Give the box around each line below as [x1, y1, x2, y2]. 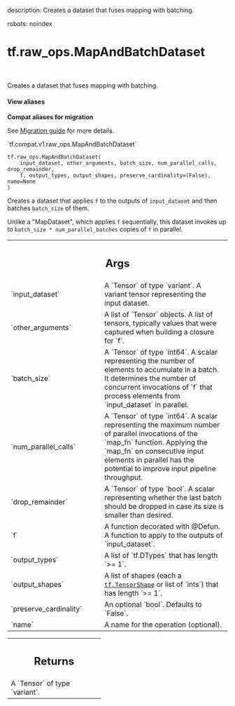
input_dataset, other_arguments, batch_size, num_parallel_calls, [20, 160, 218, 167]
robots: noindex [7, 20, 52, 27]
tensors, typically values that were [104, 318, 217, 328]
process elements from [104, 391, 180, 400]
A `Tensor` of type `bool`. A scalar [104, 484, 215, 494]
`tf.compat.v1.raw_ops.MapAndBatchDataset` [7, 140, 137, 149]
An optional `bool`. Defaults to [104, 599, 202, 609]
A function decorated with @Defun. [104, 522, 220, 531]
